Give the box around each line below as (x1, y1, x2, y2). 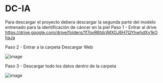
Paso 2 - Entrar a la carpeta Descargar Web (5, 44, 93, 50)
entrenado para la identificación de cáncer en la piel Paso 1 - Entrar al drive (5, 24, 157, 30)
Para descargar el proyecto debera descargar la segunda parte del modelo (5, 19, 156, 25)
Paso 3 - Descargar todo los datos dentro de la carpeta (5, 63, 116, 69)
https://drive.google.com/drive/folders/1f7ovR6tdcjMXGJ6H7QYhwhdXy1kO (5, 29, 158, 35)
